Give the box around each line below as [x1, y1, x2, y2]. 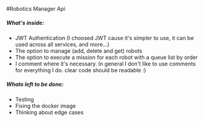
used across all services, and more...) [15, 41, 110, 48]
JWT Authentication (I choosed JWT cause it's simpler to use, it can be [15, 34, 194, 41]
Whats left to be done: [6, 80, 64, 87]
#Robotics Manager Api [6, 5, 66, 12]
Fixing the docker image [15, 102, 76, 109]
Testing [15, 95, 35, 103]
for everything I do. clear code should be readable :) [15, 66, 146, 73]
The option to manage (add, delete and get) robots [15, 47, 142, 54]
